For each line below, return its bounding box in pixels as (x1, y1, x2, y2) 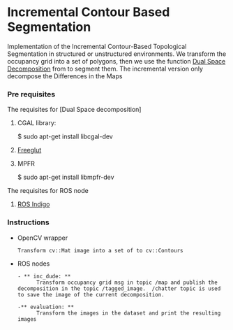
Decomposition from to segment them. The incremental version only (7, 64, 204, 73)
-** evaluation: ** (17, 303, 75, 310)
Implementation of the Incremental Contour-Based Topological (7, 42, 187, 50)
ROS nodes (17, 259, 50, 268)
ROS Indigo (17, 200, 50, 208)
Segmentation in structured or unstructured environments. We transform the (7, 50, 227, 58)
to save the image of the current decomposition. (17, 291, 165, 298)
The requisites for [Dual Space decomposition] (7, 106, 142, 114)
